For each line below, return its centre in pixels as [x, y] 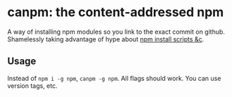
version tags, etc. [32, 86]
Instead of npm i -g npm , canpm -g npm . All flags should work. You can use [114, 78]
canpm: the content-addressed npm [116, 12]
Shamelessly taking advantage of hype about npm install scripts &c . [106, 39]
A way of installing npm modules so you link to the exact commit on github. [116, 32]
